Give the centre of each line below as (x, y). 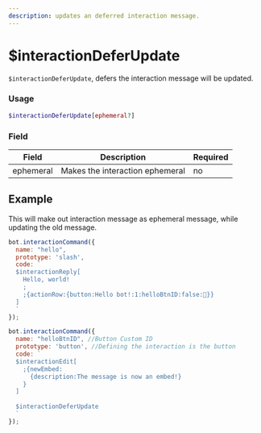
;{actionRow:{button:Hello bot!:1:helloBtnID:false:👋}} (119, 294)
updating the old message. (53, 227)
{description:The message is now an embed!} (106, 377)
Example (31, 200)
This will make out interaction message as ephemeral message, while (123, 219)
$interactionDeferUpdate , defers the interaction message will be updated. (131, 78)
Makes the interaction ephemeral (123, 171)
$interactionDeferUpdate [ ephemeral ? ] (72, 115)
